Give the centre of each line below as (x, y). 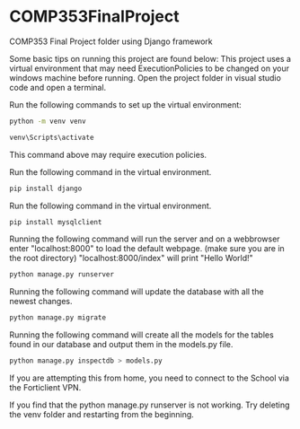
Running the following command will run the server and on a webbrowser (145, 239)
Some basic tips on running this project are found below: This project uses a (150, 58)
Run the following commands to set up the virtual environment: (126, 104)
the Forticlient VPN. (45, 388)
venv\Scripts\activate (52, 137)
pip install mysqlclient (56, 222)
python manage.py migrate (57, 318)
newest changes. (41, 302)
